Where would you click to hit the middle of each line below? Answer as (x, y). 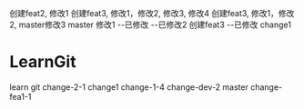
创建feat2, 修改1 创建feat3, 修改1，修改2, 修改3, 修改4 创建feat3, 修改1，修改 (152, 13)
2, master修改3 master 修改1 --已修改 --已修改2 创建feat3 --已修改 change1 (150, 25)
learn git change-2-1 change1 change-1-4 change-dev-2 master (129, 87)
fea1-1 (20, 96)
